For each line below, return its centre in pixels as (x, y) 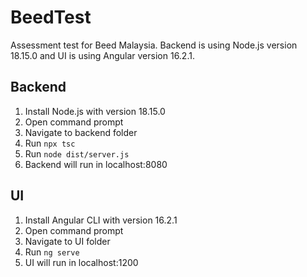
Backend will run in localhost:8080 (96, 164)
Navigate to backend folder (81, 132)
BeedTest (51, 17)
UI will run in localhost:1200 (81, 262)
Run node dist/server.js (77, 153)
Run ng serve (52, 252)
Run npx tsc (50, 143)
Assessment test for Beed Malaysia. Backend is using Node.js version (154, 45)
